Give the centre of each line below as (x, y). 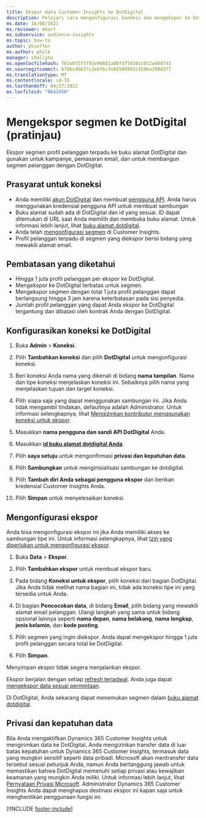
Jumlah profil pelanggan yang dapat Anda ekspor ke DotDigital (94, 305)
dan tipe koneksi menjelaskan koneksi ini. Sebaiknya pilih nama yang (102, 382)
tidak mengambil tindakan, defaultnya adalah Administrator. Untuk (98, 407)
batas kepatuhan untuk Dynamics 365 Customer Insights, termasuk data (97, 751)
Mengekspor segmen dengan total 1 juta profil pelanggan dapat (95, 292)
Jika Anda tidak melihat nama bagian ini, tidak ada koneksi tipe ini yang (105, 587)
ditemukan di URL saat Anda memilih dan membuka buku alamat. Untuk (105, 219)
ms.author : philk (29, 52)
